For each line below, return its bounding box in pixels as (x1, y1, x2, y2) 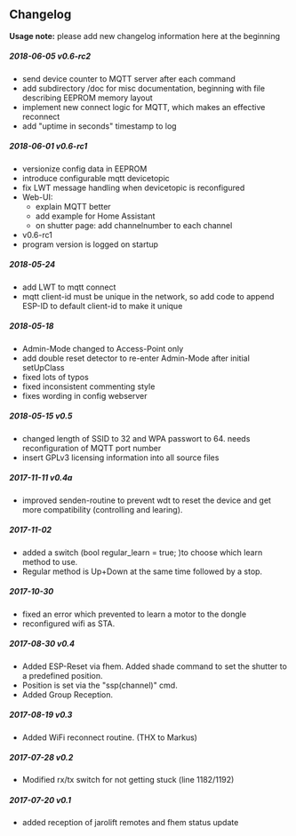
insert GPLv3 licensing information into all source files (21, 452, 220, 463)
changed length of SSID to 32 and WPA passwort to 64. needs (21, 433, 251, 443)
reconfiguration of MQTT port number (21, 442, 162, 453)
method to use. (21, 556, 78, 567)
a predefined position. (21, 670, 104, 681)
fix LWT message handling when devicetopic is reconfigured (21, 182, 245, 193)
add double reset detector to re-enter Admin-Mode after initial (21, 353, 251, 363)
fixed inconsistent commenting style (21, 381, 156, 392)
